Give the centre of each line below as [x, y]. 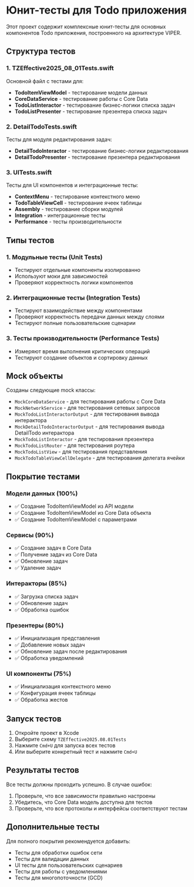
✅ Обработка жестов [41, 700]
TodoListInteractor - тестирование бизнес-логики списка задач [95, 105]
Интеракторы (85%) [36, 583]
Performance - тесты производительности [68, 222]
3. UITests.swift [29, 172]
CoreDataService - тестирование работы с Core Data [81, 98]
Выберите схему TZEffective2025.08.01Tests [70, 739]
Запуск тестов [34, 719]
